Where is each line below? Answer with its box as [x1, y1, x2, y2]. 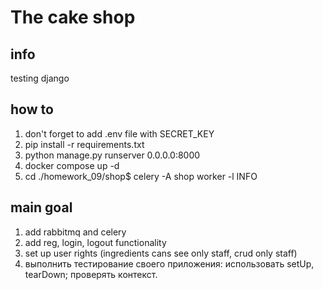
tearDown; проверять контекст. [24, 268, 158, 280]
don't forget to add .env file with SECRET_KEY [24, 127, 215, 140]
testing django [10, 72, 70, 84]
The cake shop [10, 6, 136, 29]
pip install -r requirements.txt [24, 138, 145, 150]
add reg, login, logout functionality [24, 236, 167, 248]
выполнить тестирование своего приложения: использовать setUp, [24, 257, 315, 270]
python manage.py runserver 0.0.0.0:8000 [24, 149, 201, 161]
